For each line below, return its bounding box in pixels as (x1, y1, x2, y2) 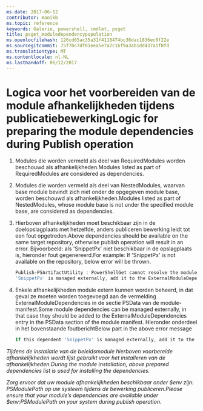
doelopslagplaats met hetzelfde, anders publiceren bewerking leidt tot (15, 226, 190, 233)
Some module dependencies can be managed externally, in (38, 306, 187, 313)
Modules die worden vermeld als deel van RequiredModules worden (15, 157, 185, 164)
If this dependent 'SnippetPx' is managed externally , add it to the (15, 337, 195, 343)
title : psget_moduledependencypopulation (6, 32, 113, 38)
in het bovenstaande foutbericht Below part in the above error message (15, 325, 192, 332)
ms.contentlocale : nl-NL (6, 54, 69, 60)
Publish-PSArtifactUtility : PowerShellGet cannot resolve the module (15, 270, 198, 276)
